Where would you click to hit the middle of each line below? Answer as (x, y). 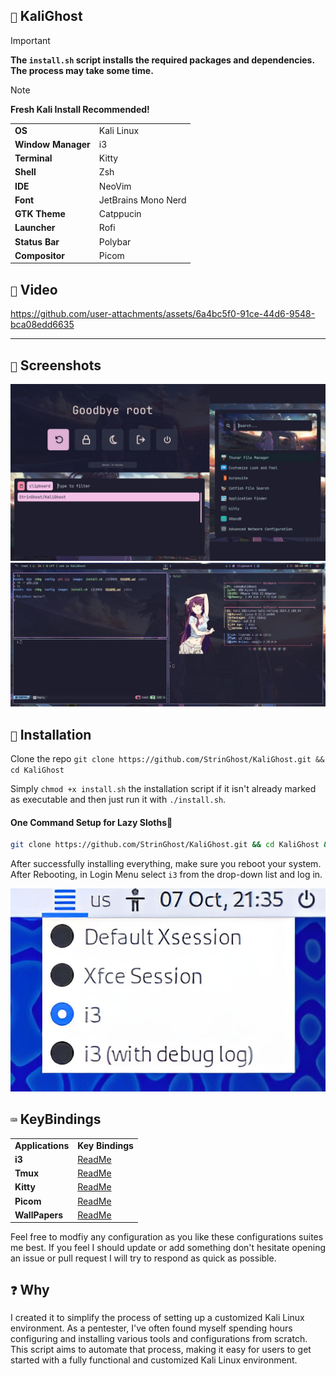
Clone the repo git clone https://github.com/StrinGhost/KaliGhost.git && (167, 759)
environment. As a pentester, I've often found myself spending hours (151, 1328)
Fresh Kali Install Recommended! (80, 109)
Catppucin (120, 214)
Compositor (40, 255)
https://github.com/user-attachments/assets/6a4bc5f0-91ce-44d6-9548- (163, 314)
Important (30, 40)
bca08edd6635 (42, 325)
